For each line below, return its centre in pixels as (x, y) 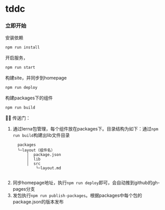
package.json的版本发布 (38, 201)
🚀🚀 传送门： (18, 118)
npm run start (20, 68)
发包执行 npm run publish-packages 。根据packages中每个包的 (77, 195)
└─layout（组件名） (36, 150)
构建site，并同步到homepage (36, 78)
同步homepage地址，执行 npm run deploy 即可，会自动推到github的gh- (86, 182)
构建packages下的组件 (29, 98)
